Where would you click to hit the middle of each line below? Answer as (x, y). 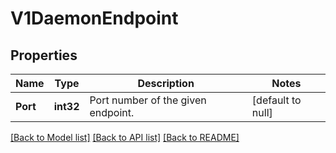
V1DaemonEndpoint (94, 18)
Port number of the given (148, 100)
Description (166, 83)
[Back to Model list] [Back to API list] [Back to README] (125, 137)
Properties (44, 55)
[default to (276, 100)
